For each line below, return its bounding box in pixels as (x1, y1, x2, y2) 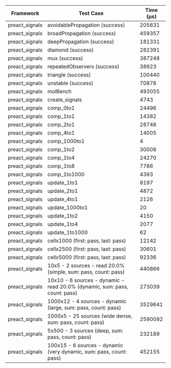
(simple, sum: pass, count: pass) (47, 268, 125, 275)
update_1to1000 (47, 229, 88, 236)
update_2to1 (47, 187, 78, 194)
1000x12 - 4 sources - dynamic (47, 298, 127, 305)
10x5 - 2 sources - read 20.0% (47, 262, 125, 269)
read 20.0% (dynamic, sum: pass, (47, 283, 129, 290)
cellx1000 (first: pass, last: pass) (47, 237, 126, 244)
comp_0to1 (47, 105, 75, 111)
